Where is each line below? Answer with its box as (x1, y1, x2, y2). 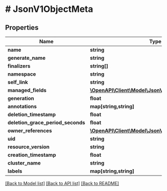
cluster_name (7, 160, 41, 166)
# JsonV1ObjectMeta (5, 3, 93, 15)
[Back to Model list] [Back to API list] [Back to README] (5, 181, 119, 186)
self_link (7, 79, 28, 86)
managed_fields (7, 87, 47, 94)
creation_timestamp (7, 152, 56, 158)
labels (7, 168, 22, 175)
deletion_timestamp (7, 111, 56, 118)
